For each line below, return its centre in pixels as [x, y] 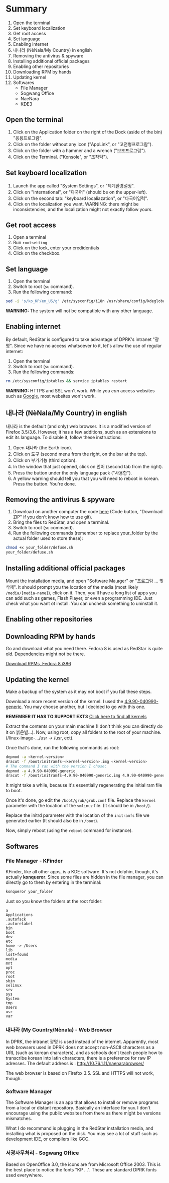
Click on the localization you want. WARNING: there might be [76, 204]
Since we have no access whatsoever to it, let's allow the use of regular [88, 345]
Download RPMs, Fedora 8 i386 [39, 664]
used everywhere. [24, 1175]
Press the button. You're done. [44, 483]
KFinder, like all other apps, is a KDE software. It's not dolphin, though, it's [82, 872]
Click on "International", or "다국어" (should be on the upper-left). [80, 192]
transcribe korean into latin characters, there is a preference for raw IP [78, 1058]
